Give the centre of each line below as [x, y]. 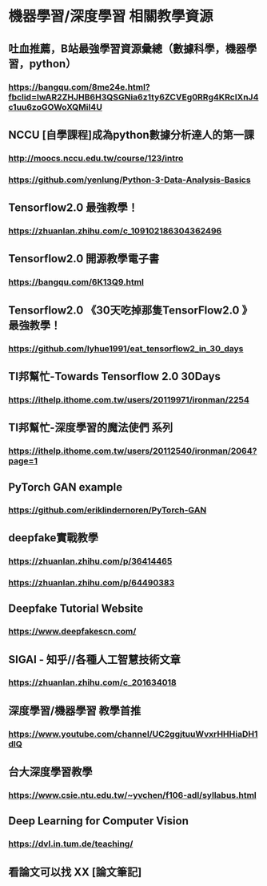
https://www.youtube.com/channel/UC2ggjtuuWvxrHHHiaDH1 [133, 734]
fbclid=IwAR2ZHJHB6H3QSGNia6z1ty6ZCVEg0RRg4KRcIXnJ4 [133, 97]
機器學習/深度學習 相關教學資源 [111, 16]
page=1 [23, 461]
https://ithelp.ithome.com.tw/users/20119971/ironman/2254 [129, 399]
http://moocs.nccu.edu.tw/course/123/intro [96, 158]
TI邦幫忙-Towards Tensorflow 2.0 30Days [115, 376]
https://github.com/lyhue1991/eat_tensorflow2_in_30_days [126, 348]
